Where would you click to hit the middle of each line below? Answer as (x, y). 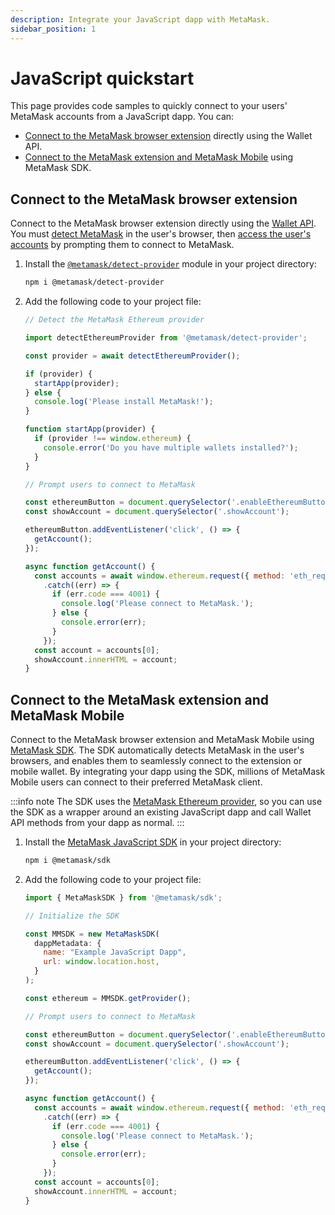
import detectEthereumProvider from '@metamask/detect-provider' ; (166, 338)
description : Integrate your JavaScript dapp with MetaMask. (140, 19)
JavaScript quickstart (102, 78)
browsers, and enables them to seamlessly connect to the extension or (156, 761)
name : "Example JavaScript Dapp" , (115, 952)
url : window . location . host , (101, 962)
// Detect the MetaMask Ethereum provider (114, 320)
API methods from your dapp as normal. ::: (97, 823)
